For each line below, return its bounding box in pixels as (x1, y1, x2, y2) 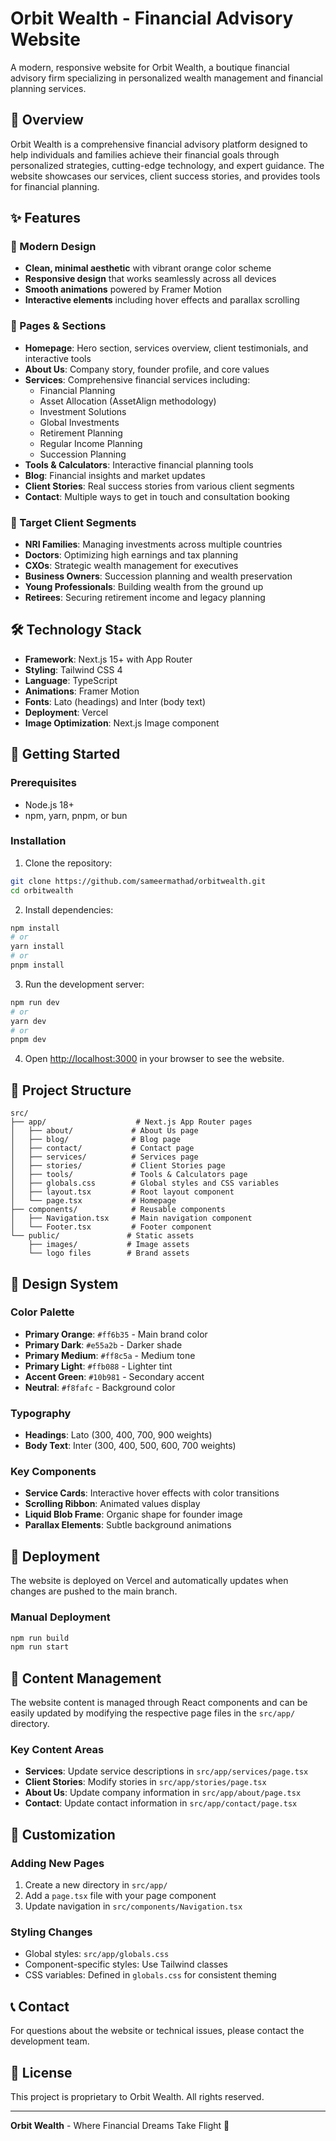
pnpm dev (10, 1035, 47, 1045)
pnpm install (10, 960, 65, 971)
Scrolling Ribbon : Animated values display (24, 1498, 201, 1510)
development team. (10, 2035, 90, 2047)
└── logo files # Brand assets (28, 1248, 190, 1259)
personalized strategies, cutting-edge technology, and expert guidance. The (10, 159, 325, 171)
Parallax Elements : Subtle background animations (24, 1519, 232, 1531)
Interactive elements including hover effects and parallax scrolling (24, 294, 300, 306)
